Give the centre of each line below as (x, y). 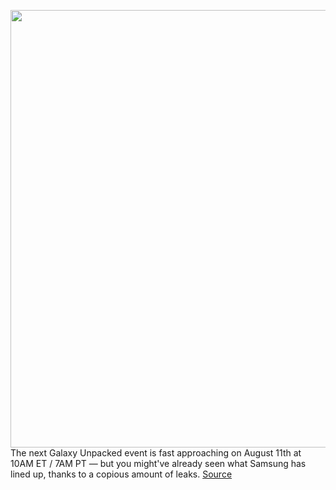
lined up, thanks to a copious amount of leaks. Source (121, 474)
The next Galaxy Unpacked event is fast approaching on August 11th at (156, 453)
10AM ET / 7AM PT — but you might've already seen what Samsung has (158, 463)
